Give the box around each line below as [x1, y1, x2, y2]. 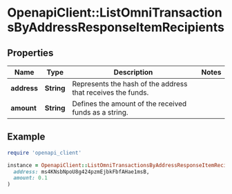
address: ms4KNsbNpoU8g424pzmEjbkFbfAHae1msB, [13, 168, 150, 175]
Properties [7, 47, 54, 59]
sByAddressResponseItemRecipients [7, 19, 224, 35]
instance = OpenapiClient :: [7, 162, 88, 168]
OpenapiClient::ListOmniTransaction [7, 5, 222, 21]
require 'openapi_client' [7, 149, 81, 156]
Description [113, 68, 153, 77]
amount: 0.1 [13, 175, 48, 182]
